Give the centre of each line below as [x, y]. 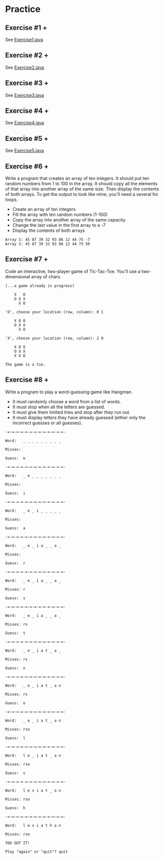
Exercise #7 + [27, 259]
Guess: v [15, 773]
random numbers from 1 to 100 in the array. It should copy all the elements [82, 184]
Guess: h [15, 808]
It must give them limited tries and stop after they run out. [71, 412]
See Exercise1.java [24, 39]
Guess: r [15, 563]
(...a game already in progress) [40, 286]
